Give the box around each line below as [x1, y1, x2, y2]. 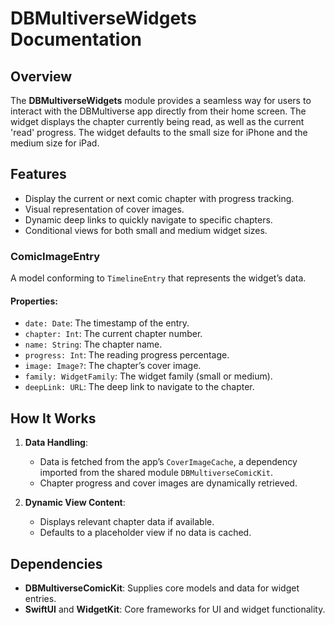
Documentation [10, 28, 143, 51]
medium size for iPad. [10, 137, 100, 149]
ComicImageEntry [10, 249, 101, 263]
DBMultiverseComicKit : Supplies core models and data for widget [24, 582, 300, 594]
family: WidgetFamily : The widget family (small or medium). [24, 370, 273, 382]
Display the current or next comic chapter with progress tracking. [24, 192, 295, 204]
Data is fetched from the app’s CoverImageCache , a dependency [39, 456, 298, 468]
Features [10, 166, 67, 183]
